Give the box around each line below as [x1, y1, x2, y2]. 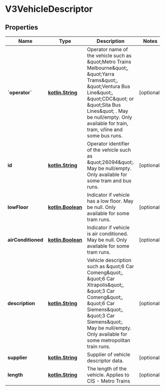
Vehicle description [86, 257, 132, 263]
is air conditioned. [86, 230, 129, 237]
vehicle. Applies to [86, 371, 130, 378]
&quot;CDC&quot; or [86, 95, 134, 102]
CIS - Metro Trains [86, 378, 130, 384]
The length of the [86, 365, 127, 372]
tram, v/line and [86, 126, 123, 133]
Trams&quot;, [86, 77, 118, 83]
